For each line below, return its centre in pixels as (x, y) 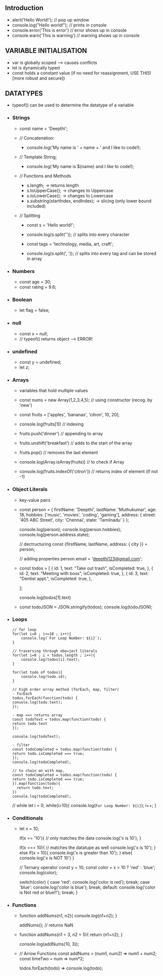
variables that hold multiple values (54, 391)
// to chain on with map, (38, 771)
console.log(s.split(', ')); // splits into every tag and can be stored (91, 253)
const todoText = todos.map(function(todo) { (59, 719)
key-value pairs (35, 500)
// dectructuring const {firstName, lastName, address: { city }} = (83, 544)
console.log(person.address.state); (54, 534)
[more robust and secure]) (38, 78)
